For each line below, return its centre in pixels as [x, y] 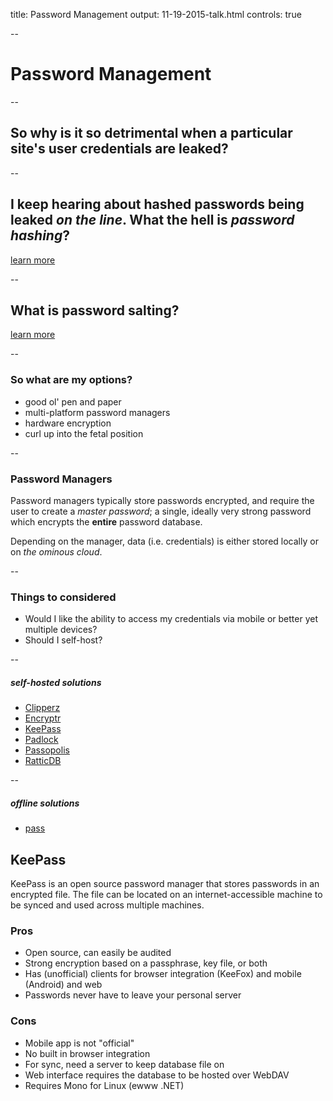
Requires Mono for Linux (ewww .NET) [104, 1085]
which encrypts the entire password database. [106, 521]
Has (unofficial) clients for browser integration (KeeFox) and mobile [163, 974]
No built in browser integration [87, 1053]
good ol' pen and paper [73, 401]
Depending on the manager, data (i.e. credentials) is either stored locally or [164, 541]
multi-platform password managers [97, 412]
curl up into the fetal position [84, 433]
